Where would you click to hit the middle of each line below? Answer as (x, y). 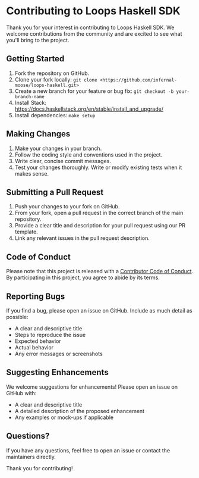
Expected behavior (38, 341)
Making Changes (38, 134)
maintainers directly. (31, 457)
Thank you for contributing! (40, 468)
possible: (17, 317)
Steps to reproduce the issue (50, 335)
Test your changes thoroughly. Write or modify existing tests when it (98, 167)
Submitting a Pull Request (55, 192)
